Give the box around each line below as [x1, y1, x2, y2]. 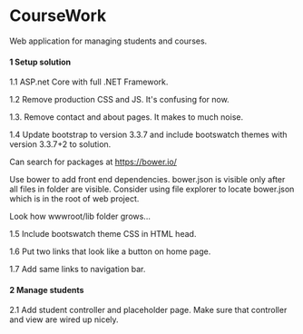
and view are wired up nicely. [9, 314, 120, 325]
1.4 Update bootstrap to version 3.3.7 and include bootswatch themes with [9, 129, 288, 141]
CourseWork [9, 5, 107, 26]
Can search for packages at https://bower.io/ [9, 156, 177, 168]
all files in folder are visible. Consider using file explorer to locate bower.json [9, 183, 295, 195]
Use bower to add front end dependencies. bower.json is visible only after [9, 174, 286, 185]
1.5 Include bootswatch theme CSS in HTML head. [9, 229, 197, 240]
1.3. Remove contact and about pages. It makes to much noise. [9, 112, 243, 123]
